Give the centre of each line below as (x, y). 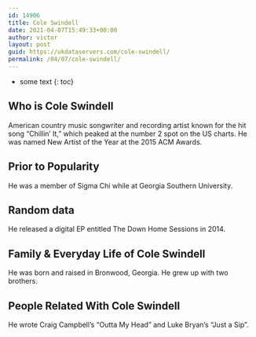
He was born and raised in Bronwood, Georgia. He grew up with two (119, 273)
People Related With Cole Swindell (94, 306)
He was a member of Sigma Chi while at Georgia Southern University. (121, 185)
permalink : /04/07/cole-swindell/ (65, 60)
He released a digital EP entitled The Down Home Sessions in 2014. (117, 229)
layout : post (29, 45)
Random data (41, 210)
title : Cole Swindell (44, 23)
